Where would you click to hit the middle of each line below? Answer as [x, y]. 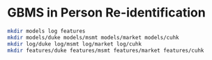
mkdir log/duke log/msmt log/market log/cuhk [74, 44]
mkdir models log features [46, 31]
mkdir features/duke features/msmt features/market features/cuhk [106, 50]
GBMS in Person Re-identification [106, 13]
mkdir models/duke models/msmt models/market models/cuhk [93, 37]
